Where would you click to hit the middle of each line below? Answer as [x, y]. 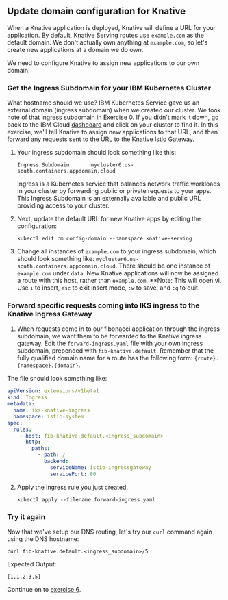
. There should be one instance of [163, 266]
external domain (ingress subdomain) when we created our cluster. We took [114, 110]
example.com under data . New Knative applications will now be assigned [118, 273]
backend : [56, 462]
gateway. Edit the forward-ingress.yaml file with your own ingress [110, 343]
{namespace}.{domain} [48, 366]
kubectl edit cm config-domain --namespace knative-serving [104, 239]
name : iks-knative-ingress [52, 410]
